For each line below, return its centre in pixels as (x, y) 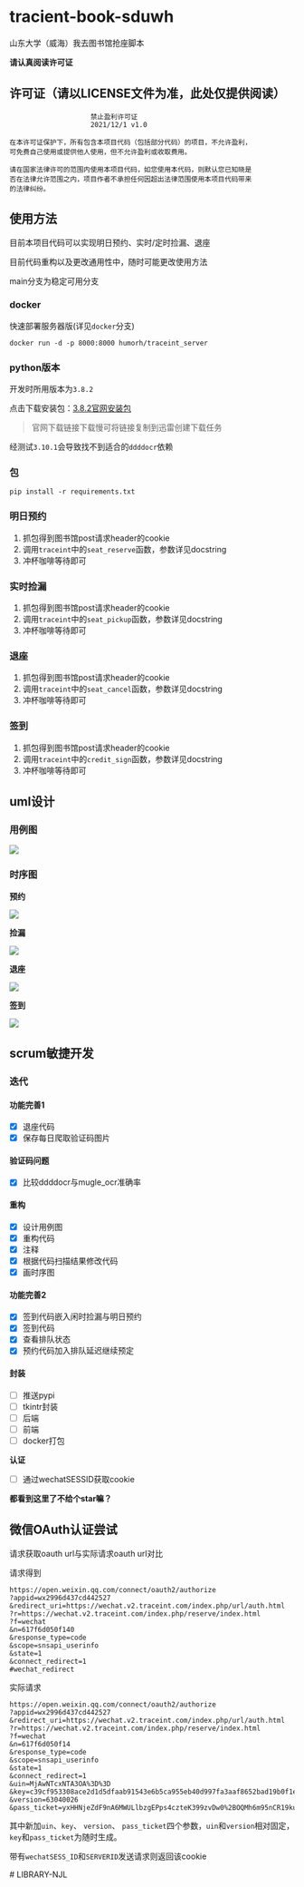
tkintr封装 (40, 1406)
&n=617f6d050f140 (42, 1629)
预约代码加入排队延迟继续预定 (78, 1351)
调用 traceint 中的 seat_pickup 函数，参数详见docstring (123, 620)
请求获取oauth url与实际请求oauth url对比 (86, 1553)
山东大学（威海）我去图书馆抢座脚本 (77, 43)
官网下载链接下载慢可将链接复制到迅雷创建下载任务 (127, 427)
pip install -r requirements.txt (72, 492)
